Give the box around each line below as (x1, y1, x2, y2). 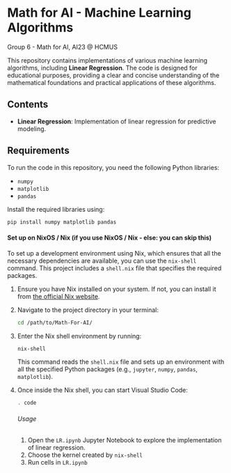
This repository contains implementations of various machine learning (7, 56, 207, 64)
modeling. (17, 124, 47, 133)
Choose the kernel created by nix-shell (27, 451, 143, 459)
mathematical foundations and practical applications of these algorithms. (7, 78, 216, 86)
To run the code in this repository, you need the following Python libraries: (7, 163, 220, 171)
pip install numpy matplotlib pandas (7, 218, 117, 226)
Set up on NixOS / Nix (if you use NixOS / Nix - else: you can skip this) (7, 233, 212, 242)
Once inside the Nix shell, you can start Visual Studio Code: (17, 386, 188, 394)
